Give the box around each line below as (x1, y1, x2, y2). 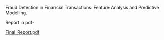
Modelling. (5, 10, 27, 16)
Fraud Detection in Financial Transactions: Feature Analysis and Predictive (5, 5, 159, 10)
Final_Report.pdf (5, 29, 40, 35)
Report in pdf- (5, 20, 34, 25)
